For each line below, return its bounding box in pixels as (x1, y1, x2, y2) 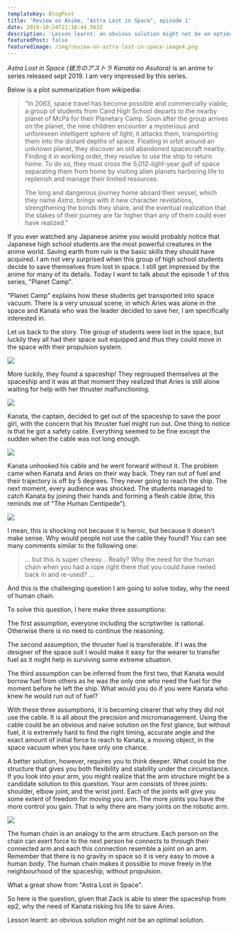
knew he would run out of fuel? (7, 692, 98, 700)
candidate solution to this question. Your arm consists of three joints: (7, 780, 208, 788)
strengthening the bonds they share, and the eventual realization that (24, 204, 227, 211)
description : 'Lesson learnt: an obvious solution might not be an (7, 30, 211, 38)
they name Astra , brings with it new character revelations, (24, 196, 193, 204)
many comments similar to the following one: (7, 541, 138, 550)
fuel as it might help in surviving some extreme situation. (7, 656, 172, 663)
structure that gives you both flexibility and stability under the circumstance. (7, 764, 230, 773)
